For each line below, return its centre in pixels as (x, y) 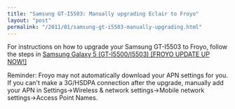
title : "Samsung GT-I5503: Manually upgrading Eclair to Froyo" (103, 14)
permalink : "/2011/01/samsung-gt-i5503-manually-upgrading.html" (105, 27)
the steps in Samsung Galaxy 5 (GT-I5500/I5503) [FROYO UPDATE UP (109, 54)
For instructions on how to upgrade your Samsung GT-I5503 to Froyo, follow (117, 47)
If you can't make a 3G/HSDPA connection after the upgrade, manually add (116, 83)
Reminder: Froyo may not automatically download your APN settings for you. (117, 75)
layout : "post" (29, 20)
